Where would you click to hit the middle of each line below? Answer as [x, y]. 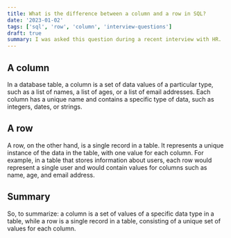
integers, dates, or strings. [45, 106]
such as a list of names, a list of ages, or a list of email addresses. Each [109, 92]
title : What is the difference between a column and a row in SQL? [107, 14]
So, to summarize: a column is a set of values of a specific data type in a [111, 214]
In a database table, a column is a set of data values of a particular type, [110, 84]
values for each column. [42, 228]
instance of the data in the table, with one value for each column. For [105, 152]
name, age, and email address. [51, 175]
